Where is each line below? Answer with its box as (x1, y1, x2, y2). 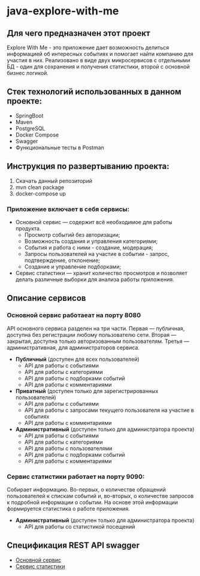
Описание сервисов (7, 293, 86, 303)
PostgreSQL (15, 125, 46, 132)
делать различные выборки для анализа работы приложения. (15, 276, 174, 283)
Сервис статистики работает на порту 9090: (7, 472, 145, 481)
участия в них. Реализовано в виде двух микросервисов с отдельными (7, 57, 190, 64)
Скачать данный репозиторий (15, 177, 92, 184)
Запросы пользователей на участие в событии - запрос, (24, 250, 169, 257)
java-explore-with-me (7, 4, 119, 18)
